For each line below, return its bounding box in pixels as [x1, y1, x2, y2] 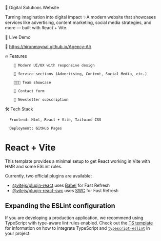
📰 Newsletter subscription [14, 97, 69, 102]
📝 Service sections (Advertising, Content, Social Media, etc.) [14, 71, 147, 76]
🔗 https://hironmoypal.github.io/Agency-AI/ [5, 44, 92, 49]
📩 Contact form [14, 88, 45, 93]
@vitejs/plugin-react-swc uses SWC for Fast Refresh [12, 187, 119, 193]
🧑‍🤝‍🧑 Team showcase [14, 80, 51, 85]
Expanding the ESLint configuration [5, 202, 116, 210]
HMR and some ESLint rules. [5, 163, 62, 169]
